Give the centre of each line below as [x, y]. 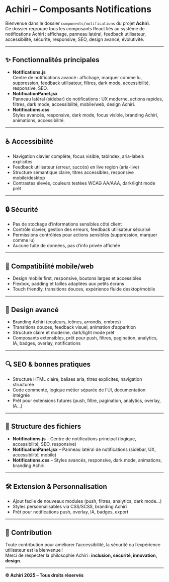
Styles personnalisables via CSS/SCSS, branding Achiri [70, 507]
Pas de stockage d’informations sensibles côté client [67, 224]
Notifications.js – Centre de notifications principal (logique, [74, 439]
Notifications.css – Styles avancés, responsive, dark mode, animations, [87, 460]
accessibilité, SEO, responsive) [45, 444]
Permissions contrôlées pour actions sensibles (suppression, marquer [85, 235]
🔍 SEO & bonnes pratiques [48, 364]
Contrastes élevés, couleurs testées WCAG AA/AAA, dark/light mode [84, 183]
